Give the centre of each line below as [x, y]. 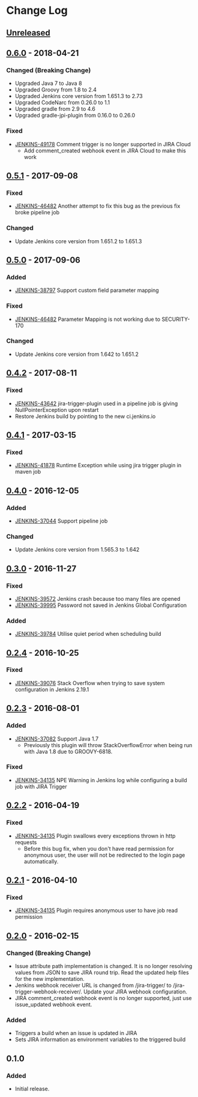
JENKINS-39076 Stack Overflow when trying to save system [90, 683]
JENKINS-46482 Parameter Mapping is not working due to [88, 319]
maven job [28, 472]
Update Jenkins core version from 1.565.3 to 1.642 [77, 550]
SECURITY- [176, 319]
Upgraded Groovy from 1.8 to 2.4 [56, 90]
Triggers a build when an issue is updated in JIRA [76, 1033]
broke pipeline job [37, 213]
